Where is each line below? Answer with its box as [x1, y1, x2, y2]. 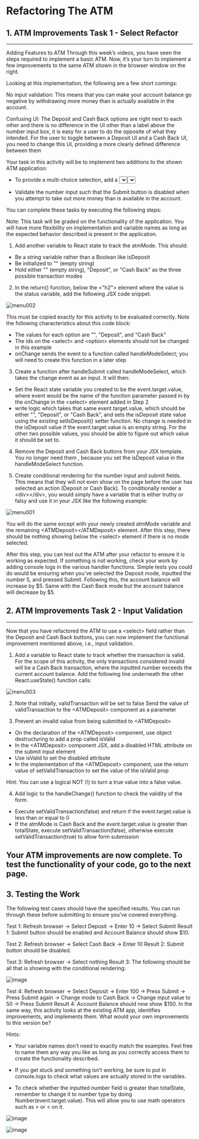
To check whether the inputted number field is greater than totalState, [14, 1084, 185, 1091]
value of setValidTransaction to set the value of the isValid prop [14, 767, 169, 774]
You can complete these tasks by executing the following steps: [6, 206, 162, 213]
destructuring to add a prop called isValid [14, 735, 115, 742]
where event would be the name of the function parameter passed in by [14, 392, 190, 399]
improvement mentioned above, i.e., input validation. [6, 640, 134, 647]
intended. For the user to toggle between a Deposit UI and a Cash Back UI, [6, 134, 188, 141]
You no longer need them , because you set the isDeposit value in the [14, 454, 185, 461]
